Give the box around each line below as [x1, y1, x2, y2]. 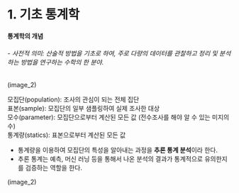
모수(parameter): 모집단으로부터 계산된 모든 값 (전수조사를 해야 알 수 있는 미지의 [7, 113, 230, 121]
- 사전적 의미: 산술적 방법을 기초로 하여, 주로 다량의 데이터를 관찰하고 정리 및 [7, 49, 218, 57]
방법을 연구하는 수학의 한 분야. [20, 58, 104, 67]
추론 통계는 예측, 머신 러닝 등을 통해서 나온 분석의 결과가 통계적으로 [17, 154, 204, 163]
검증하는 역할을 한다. [25, 163, 83, 172]
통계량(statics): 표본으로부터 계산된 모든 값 [7, 131, 126, 139]
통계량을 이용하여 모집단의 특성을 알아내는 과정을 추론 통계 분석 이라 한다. [17, 145, 218, 154]
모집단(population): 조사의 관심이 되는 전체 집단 [7, 95, 140, 104]
